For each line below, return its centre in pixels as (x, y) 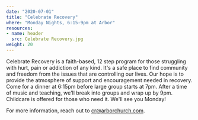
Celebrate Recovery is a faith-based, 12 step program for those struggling (96, 61)
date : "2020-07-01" (30, 12)
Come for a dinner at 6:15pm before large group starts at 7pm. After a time (97, 86)
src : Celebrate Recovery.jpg (47, 39)
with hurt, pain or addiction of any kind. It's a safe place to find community (97, 67)
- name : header (25, 34)
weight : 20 (20, 45)
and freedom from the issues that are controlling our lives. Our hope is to (95, 74)
